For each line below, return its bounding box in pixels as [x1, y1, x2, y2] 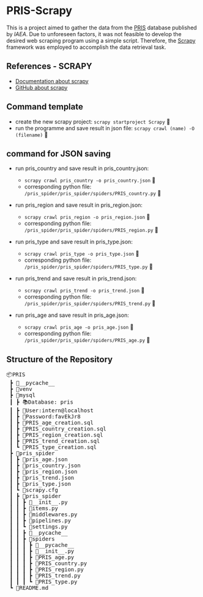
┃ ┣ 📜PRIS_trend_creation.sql [9, 438, 100, 445]
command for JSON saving [6, 148, 111, 159]
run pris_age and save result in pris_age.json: [15, 311, 130, 319]
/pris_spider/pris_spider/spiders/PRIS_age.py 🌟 [24, 336, 150, 344]
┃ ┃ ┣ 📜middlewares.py [9, 511, 78, 518]
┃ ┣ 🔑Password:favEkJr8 [9, 413, 81, 420]
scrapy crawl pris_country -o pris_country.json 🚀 [24, 177, 156, 184]
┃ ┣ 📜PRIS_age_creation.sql [9, 420, 94, 426]
